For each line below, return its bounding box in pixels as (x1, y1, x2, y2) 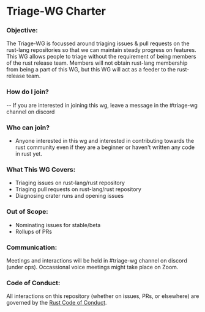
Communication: (6, 243, 58, 252)
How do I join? (6, 87, 49, 96)
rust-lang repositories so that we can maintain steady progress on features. (6, 46, 197, 54)
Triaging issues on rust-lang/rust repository (15, 179, 125, 187)
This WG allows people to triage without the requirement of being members (6, 53, 196, 60)
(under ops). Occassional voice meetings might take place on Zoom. (6, 263, 179, 270)
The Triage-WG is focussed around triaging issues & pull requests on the (6, 40, 190, 47)
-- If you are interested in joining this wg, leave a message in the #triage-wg (6, 101, 198, 109)
